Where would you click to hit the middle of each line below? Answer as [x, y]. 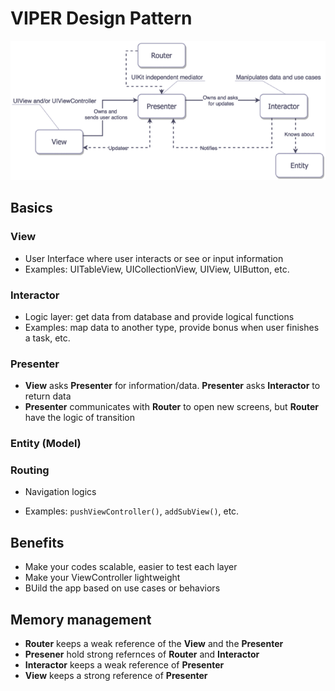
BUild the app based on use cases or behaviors [122, 588]
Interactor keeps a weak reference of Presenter [124, 665]
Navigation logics [60, 492]
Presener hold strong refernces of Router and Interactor [142, 654]
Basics [31, 208]
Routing [30, 470]
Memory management [81, 619]
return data [48, 396]
